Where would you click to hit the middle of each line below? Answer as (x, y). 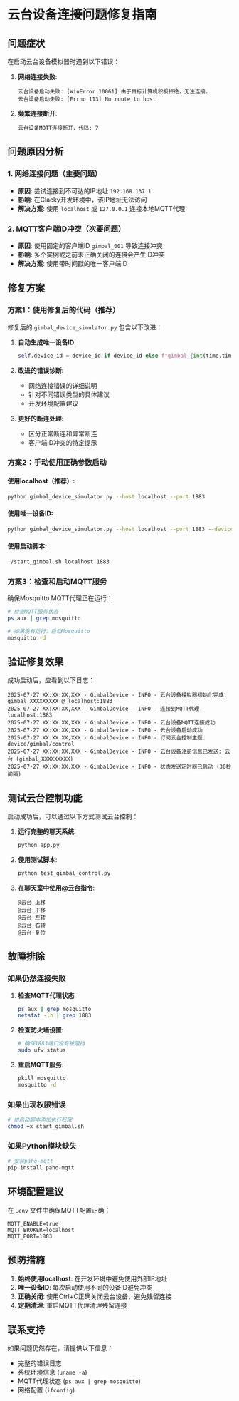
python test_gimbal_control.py (64, 873)
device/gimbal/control (41, 744)
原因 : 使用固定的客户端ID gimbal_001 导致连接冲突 (90, 245)
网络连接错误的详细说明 (63, 385)
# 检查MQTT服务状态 (33, 612)
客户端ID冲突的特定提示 (63, 442)
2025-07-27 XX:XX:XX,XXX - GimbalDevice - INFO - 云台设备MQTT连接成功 (111, 723)
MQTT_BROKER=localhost (41, 1230)
